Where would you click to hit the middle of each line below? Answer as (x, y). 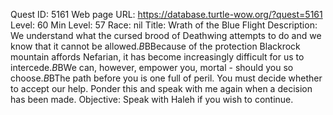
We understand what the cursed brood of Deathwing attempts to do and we (166, 35)
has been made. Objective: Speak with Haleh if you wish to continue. (152, 99)
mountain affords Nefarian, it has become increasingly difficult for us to (157, 57)
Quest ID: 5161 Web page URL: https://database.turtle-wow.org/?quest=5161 (166, 14)
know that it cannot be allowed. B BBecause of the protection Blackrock (155, 46)
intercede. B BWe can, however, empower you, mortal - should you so (152, 67)
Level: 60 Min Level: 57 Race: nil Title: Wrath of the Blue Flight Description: (164, 25)
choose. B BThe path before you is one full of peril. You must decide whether (166, 78)
